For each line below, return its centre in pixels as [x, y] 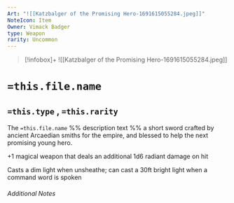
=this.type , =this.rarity [63, 111]
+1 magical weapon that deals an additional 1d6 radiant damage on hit [108, 156]
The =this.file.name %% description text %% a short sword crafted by [111, 128]
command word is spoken [44, 177]
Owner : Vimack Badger [39, 27]
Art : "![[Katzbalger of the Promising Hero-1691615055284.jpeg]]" [106, 14]
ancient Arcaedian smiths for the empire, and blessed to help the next [108, 135]
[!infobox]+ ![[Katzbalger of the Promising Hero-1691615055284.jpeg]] [126, 59]
